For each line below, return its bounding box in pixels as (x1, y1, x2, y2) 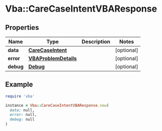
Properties (5, 23, 39, 32)
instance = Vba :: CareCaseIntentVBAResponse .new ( (5, 103, 109, 108)
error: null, (10, 112, 37, 117)
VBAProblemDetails (28, 55, 77, 62)
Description (82, 38, 111, 45)
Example (5, 80, 33, 89)
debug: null (10, 117, 35, 122)
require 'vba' (5, 94, 35, 99)
